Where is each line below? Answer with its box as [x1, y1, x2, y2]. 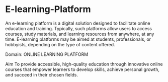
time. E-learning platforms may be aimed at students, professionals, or [5, 36, 151, 42]
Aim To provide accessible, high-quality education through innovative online [5, 61, 163, 67]
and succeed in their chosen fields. [5, 71, 78, 77]
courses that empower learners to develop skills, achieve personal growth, [5, 66, 160, 72]
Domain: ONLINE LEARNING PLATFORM [5, 51, 89, 57]
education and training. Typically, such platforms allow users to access [5, 25, 152, 31]
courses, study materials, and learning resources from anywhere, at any [5, 31, 154, 37]
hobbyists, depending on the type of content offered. [5, 41, 115, 47]
